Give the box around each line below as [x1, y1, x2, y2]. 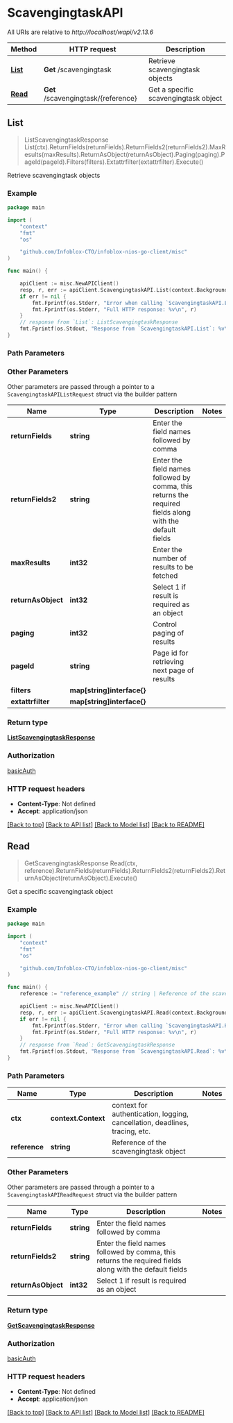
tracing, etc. [112, 1126, 151, 1136]
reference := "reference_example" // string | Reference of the [19, 990, 209, 997]
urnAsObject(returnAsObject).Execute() [24, 874, 137, 882]
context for [112, 1101, 148, 1110]
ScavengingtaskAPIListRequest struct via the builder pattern [7, 390, 178, 399]
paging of [152, 629, 184, 638]
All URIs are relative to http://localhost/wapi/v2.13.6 [7, 28, 154, 36]
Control [152, 619, 177, 629]
